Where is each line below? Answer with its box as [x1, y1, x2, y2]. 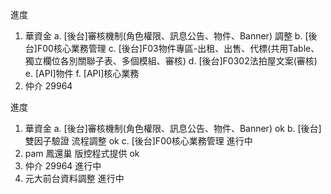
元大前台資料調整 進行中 [24, 173, 125, 184]
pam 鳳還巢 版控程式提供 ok [24, 148, 140, 159]
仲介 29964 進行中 [24, 160, 102, 172]
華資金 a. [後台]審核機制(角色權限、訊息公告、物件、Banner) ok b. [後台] [24, 123, 322, 134]
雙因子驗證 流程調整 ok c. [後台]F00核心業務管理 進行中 [24, 135, 253, 147]
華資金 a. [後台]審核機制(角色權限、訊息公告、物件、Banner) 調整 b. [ [24, 30, 309, 42]
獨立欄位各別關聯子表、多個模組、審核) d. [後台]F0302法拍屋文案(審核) [24, 55, 318, 67]
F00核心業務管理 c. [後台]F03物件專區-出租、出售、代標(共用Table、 [36, 43, 320, 54]
